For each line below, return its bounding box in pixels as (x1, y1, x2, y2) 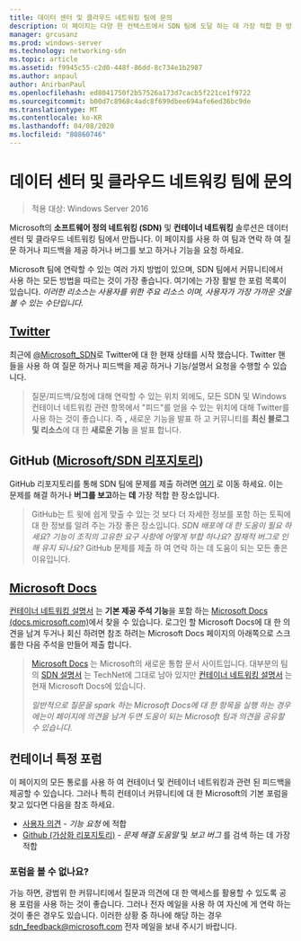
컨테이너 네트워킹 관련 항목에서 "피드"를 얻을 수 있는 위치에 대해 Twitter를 (31, 402, 290, 413)
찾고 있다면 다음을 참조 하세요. (9, 799, 115, 810)
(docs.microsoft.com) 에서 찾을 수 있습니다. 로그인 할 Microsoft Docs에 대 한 (9, 617, 281, 627)
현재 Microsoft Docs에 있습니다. (31, 680, 146, 692)
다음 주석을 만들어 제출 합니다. (25, 639, 132, 650)
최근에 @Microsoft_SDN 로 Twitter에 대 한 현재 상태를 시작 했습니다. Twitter (9, 349, 277, 360)
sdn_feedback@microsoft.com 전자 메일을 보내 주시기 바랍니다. (9, 921, 237, 932)
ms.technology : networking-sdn (9, 47, 127, 56)
